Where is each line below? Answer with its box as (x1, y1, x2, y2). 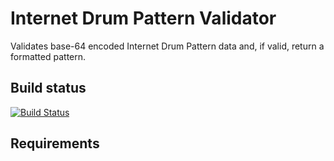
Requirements (10, 135, 100, 152)
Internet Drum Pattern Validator (10, 7, 277, 30)
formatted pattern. (10, 50, 87, 62)
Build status (10, 80, 87, 97)
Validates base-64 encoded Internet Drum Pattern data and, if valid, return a (10, 40, 325, 52)
